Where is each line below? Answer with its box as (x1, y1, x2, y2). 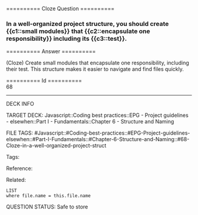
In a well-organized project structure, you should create (6, 19, 169, 28)
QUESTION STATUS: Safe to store (6, 203, 88, 210)
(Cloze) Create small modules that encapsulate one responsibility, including (6, 59, 190, 67)
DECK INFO (6, 100, 34, 107)
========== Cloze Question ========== (6, 5, 115, 12)
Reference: (6, 165, 33, 172)
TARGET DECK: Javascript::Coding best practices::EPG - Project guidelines (6, 112, 189, 119)
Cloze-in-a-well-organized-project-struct (6, 142, 107, 149)
